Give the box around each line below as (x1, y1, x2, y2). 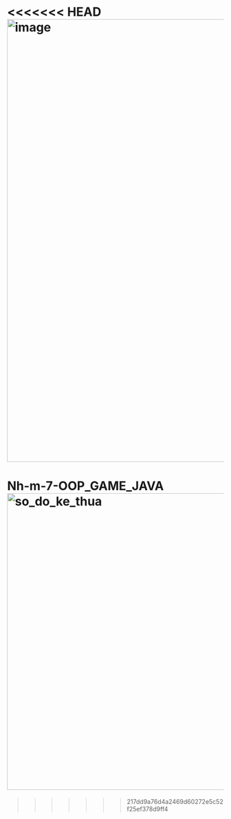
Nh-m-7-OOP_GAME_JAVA (7, 479, 164, 494)
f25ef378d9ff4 (126, 805, 168, 813)
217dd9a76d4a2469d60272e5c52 (126, 798, 223, 806)
